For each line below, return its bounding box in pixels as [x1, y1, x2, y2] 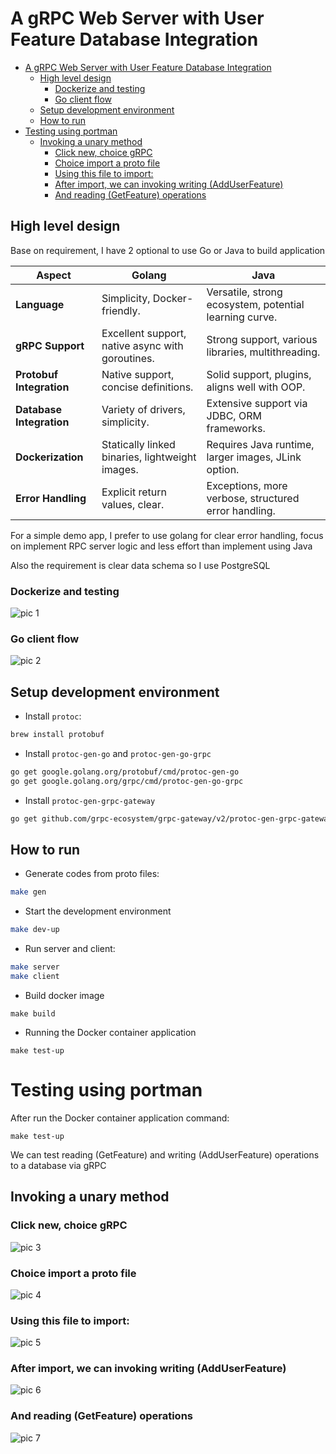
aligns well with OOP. [206, 380, 306, 394]
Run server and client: [24, 943, 116, 955]
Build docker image [24, 989, 105, 1001]
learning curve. [206, 310, 278, 324]
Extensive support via [206, 396, 308, 410]
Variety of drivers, [101, 402, 186, 416]
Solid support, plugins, [206, 367, 312, 381]
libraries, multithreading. [206, 345, 321, 359]
